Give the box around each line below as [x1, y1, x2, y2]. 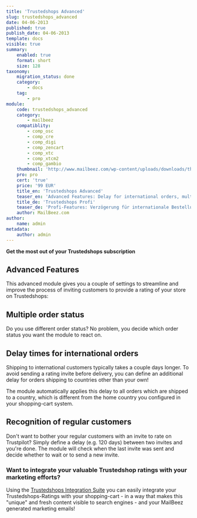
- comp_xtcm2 [27, 156, 59, 162]
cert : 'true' [16, 177, 49, 183]
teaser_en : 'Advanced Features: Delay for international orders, [16, 194, 180, 200]
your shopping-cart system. [6, 400, 73, 407]
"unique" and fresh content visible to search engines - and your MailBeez [6, 499, 184, 506]
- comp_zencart [27, 145, 64, 150]
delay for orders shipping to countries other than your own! [6, 376, 149, 383]
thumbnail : [16, 166, 43, 173]
